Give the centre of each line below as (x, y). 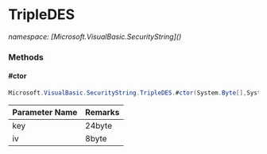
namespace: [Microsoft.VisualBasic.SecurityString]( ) (95, 37)
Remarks (102, 112)
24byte (99, 125)
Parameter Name (45, 112)
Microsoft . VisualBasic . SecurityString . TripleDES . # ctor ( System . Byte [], (128, 93)
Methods (26, 57)
